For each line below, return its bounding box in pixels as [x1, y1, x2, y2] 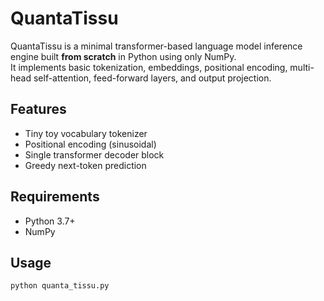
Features [10, 101, 67, 118]
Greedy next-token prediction [24, 159, 147, 171]
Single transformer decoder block [24, 148, 165, 161]
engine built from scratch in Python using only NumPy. [10, 50, 237, 62]
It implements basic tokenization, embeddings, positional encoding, [10, 61, 288, 73]
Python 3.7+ [24, 215, 76, 227]
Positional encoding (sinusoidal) [24, 138, 157, 150]
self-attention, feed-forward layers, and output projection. [33, 72, 272, 84]
